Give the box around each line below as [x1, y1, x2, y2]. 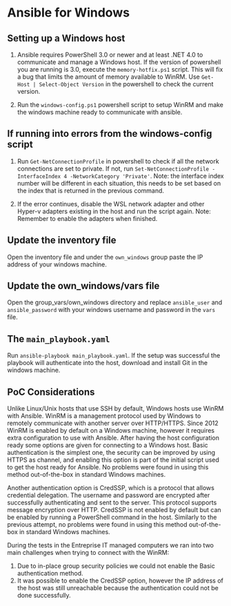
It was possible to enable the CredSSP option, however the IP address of [17, 576, 224, 585]
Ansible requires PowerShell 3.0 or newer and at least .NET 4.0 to [17, 50, 203, 59]
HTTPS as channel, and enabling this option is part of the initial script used [7, 456, 219, 464]
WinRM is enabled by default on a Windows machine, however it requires [7, 427, 215, 435]
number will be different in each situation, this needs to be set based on [17, 179, 221, 187]
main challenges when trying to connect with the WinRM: [7, 549, 170, 557]
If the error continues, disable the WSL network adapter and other [17, 199, 205, 208]
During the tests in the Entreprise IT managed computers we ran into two [7, 541, 214, 549]
